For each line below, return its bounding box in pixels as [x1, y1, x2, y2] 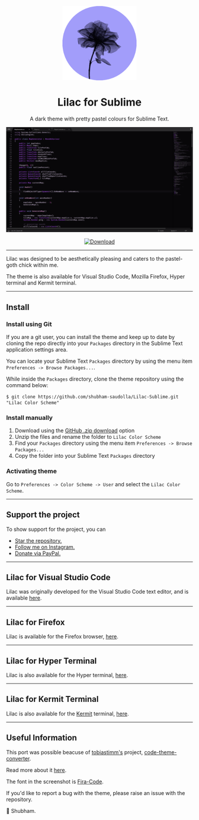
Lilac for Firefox [6, 617, 65, 627]
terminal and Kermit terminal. [6, 279, 77, 287]
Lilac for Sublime [57, 96, 142, 109]
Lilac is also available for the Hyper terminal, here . [6, 671, 129, 679]
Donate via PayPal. [14, 549, 61, 557]
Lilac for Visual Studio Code [6, 572, 111, 582]
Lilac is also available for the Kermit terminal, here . [6, 710, 129, 717]
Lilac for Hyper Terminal [6, 656, 97, 666]
